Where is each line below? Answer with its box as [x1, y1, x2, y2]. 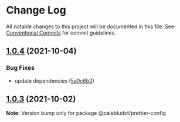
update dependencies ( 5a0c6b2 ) [14, 77, 95, 84]
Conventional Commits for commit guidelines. [6, 29, 116, 36]
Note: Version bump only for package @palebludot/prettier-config [6, 110, 166, 117]
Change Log [6, 4, 66, 17]
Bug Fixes [6, 64, 35, 72]
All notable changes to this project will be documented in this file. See [6, 23, 175, 30]
